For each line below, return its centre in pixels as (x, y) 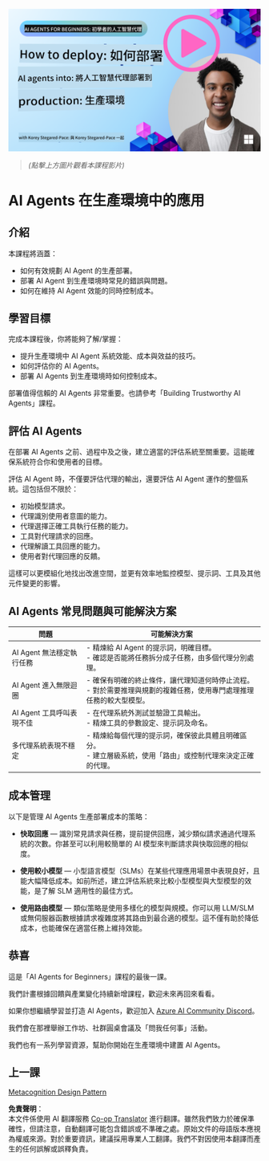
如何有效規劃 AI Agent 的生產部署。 (78, 271)
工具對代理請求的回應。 (58, 536)
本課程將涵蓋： (33, 253)
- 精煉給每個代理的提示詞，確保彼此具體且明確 (163, 735)
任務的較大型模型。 (118, 700)
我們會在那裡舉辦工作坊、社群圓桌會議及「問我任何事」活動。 (110, 1028)
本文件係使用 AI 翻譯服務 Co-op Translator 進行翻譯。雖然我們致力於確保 (128, 1119)
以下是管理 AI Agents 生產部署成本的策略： (79, 817)
